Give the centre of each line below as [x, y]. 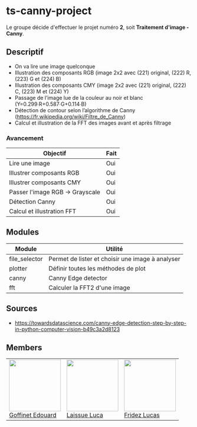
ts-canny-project [49, 11]
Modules [23, 232]
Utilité [114, 249]
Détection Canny [32, 202]
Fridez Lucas [142, 415]
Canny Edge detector [78, 278]
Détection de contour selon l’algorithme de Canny [75, 110]
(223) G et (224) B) [38, 79]
